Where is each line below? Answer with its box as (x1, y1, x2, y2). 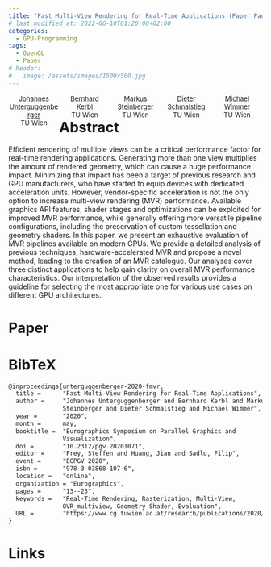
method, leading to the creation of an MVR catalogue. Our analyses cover (8, 256, 252, 266)
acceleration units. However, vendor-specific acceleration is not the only (8, 187, 250, 198)
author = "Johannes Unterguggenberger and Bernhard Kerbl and (15, 397, 244, 406)
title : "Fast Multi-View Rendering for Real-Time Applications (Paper (8, 11, 251, 20)
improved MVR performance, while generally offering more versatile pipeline (8, 213, 262, 223)
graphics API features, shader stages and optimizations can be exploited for (8, 205, 261, 215)
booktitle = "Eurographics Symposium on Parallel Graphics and (15, 427, 236, 436)
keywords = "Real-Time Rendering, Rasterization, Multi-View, (15, 494, 236, 502)
